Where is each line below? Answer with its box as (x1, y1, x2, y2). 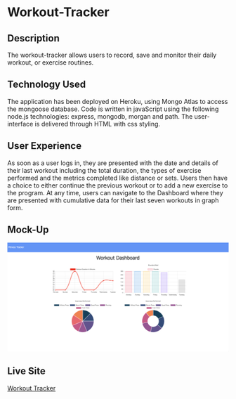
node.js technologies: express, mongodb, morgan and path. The (7, 112, 193, 120)
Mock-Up (7, 224, 49, 236)
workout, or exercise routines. (7, 58, 94, 67)
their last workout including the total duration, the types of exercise (7, 166, 202, 174)
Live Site (7, 365, 46, 377)
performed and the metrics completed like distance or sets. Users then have (7, 174, 228, 182)
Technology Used (7, 79, 86, 91)
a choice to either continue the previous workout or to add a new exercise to (7, 181, 228, 190)
